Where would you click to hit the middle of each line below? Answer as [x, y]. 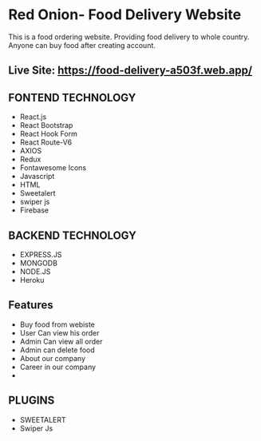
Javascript [37, 177]
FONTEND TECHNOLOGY [72, 97]
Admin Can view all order [61, 341]
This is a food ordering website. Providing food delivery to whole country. [129, 37]
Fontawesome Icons [53, 168]
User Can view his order [59, 332]
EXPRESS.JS [41, 254]
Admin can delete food [57, 350]
